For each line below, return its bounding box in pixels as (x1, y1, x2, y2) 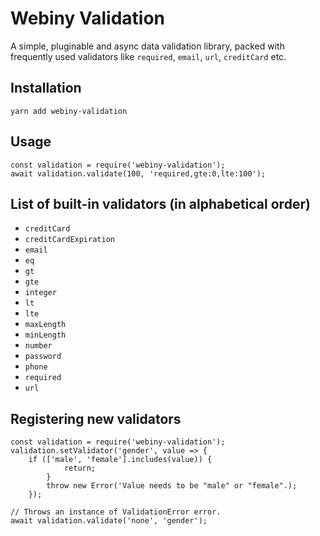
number (24, 341, 53, 351)
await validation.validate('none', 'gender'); (10, 516, 208, 526)
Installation (10, 80, 82, 97)
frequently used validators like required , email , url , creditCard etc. (10, 50, 287, 62)
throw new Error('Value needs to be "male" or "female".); (46, 481, 298, 491)
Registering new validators (10, 410, 182, 427)
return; (63, 463, 97, 474)
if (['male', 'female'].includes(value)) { (28, 455, 213, 465)
